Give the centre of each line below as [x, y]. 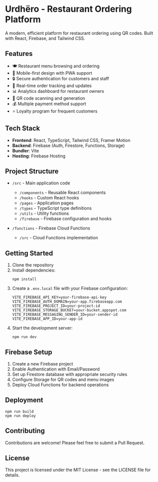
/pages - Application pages [46, 203]
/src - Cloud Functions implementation [59, 238]
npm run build [20, 411]
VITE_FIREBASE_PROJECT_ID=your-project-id [56, 306]
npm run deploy [21, 416]
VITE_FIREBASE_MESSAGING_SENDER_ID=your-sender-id [65, 315]
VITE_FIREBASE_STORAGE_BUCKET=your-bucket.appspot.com [69, 311]
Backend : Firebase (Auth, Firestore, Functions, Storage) [68, 145]
